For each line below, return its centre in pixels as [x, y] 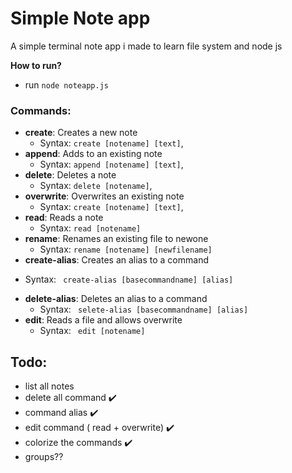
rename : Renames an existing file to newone [116, 239]
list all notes [49, 386]
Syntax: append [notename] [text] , [111, 164]
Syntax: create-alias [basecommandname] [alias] [129, 279]
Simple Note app [80, 18]
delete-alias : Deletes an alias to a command [116, 299]
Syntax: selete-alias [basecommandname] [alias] [144, 309]
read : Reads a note [64, 218]
